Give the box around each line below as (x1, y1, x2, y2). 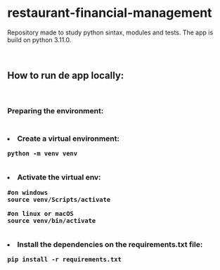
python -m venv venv (7, 149, 78, 157)
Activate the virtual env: (17, 172, 101, 182)
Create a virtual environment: (17, 134, 119, 143)
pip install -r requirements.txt (7, 255, 122, 264)
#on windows (7, 188, 48, 196)
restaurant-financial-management (7, 5, 212, 21)
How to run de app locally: (7, 70, 124, 82)
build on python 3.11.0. (7, 35, 72, 44)
